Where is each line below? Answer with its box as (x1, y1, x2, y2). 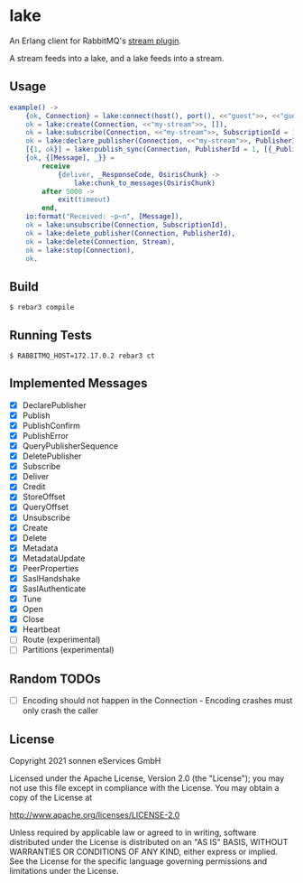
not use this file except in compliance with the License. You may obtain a (9, 783, 280, 794)
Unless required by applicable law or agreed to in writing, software (9, 827, 257, 838)
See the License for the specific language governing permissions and (9, 856, 268, 867)
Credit (22, 481, 46, 492)
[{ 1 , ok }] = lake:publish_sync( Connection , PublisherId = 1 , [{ (25, 145, 272, 154)
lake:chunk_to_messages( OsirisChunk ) (73, 178, 216, 188)
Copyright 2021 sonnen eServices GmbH (9, 756, 161, 767)
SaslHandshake (22, 572, 81, 583)
